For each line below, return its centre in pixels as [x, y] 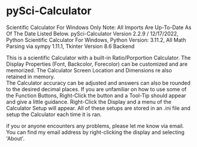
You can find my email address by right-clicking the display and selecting [95, 132]
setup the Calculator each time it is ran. [54, 114]
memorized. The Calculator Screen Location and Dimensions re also [89, 70]
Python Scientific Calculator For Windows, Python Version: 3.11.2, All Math [96, 40]
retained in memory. [30, 76]
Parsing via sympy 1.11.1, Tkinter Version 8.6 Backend [70, 46]
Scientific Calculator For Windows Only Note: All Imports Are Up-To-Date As [99, 27]
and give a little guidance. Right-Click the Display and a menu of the [89, 101]
